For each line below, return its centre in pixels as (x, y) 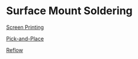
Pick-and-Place (25, 38)
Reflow (15, 50)
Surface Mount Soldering (70, 11)
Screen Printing (25, 27)
